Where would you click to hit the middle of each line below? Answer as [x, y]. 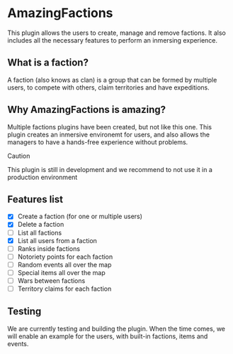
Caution [19, 156]
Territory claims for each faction [64, 289]
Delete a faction [41, 225]
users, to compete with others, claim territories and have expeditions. [109, 87]
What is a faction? [48, 63]
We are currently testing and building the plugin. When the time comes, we [116, 328]
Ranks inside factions [49, 248]
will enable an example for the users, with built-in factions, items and [108, 336]
